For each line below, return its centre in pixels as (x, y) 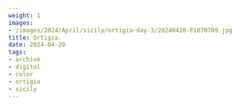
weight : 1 (25, 15)
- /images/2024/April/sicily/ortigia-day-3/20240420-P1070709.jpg (120, 30)
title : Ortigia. (35, 37)
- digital (25, 67)
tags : (17, 52)
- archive (25, 60)
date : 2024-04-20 (37, 45)
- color (21, 74)
